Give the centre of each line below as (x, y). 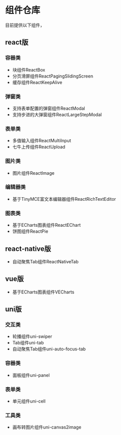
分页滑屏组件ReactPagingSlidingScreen (53, 76)
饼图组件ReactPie (30, 231)
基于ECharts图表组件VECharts (43, 292)
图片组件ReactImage (33, 173)
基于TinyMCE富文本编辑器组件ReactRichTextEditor (64, 199)
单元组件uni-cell (29, 401)
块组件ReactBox (29, 70)
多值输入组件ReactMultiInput (42, 141)
